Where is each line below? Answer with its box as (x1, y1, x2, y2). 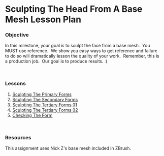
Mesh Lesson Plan (5, 14, 82, 25)
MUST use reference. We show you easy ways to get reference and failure (5, 48, 158, 54)
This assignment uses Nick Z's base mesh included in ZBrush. (5, 145, 131, 151)
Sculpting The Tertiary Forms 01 (12, 102, 77, 108)
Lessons (5, 80, 26, 87)
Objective (5, 31, 29, 38)
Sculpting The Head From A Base (5, 3, 143, 15)
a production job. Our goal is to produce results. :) (5, 58, 107, 64)
